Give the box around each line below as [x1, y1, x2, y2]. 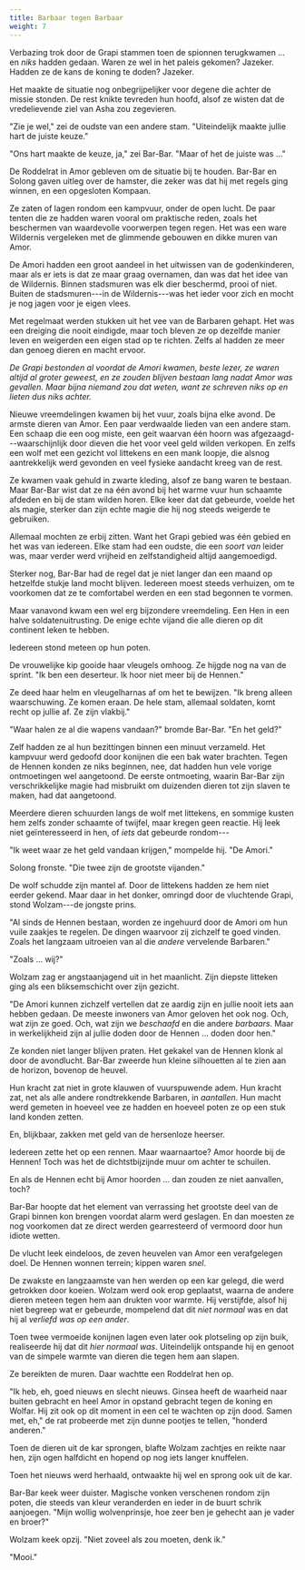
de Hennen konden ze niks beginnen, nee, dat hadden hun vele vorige [9, 761, 272, 772]
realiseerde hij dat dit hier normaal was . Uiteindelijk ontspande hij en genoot [9, 1341, 295, 1352]
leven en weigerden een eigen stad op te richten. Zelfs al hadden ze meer [9, 334, 285, 346]
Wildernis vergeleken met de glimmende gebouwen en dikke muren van [9, 231, 279, 242]
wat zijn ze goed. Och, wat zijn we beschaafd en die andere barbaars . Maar [9, 1018, 294, 1028]
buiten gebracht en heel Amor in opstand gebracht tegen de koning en [9, 1395, 273, 1406]
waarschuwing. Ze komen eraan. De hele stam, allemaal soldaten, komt [9, 696, 276, 707]
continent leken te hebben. [9, 624, 110, 635]
